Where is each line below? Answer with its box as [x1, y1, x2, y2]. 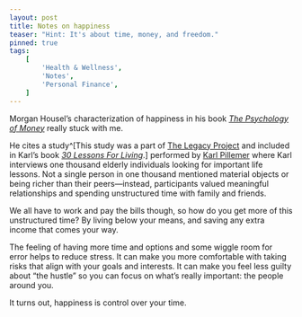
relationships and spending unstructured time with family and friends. [9, 188, 267, 198]
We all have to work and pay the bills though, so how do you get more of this [9, 205, 293, 216]
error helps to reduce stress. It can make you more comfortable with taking [9, 251, 288, 261]
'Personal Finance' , [41, 80, 119, 89]
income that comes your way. [9, 224, 119, 234]
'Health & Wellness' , [41, 64, 123, 73]
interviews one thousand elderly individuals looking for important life [9, 159, 263, 170]
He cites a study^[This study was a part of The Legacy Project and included [9, 140, 290, 151]
